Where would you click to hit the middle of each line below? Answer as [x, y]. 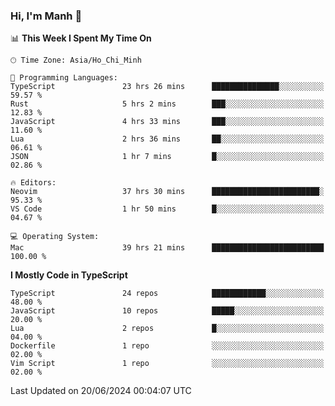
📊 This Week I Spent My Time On [81, 38]
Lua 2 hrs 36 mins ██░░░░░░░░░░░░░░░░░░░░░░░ [167, 139]
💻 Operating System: [55, 237]
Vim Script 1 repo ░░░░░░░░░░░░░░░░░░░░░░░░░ [167, 364]
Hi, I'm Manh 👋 [46, 16]
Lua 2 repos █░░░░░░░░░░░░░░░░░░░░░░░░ [167, 329]
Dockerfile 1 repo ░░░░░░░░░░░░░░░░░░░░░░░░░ [167, 346]
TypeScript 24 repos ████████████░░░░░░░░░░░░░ [167, 294]
